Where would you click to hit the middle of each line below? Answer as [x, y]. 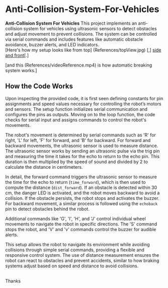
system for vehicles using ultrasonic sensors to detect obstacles [90, 28]
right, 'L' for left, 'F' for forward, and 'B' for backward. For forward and [78, 140]
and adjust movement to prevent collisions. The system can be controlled [81, 34]
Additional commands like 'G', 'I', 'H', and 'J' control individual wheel [75, 219]
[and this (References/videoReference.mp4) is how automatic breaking [79, 65]
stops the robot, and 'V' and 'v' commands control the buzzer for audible [81, 229]
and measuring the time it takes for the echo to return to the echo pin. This [82, 156]
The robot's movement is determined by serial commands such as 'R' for [80, 135]
